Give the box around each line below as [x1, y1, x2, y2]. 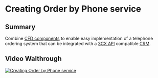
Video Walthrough [5, 55, 62, 63]
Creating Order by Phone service [5, 3, 141, 15]
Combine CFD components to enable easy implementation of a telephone [5, 35, 153, 41]
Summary [5, 23, 36, 31]
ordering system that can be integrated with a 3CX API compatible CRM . [5, 41, 151, 47]
